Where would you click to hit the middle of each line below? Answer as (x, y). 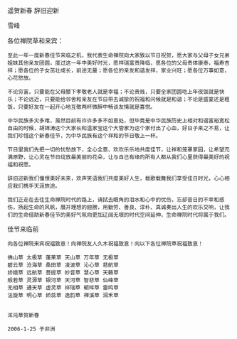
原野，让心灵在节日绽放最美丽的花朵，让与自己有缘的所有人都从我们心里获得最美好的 (118, 157)
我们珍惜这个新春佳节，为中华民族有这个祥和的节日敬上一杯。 (84, 136)
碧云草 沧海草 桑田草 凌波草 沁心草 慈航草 (63, 265)
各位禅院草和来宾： (36, 41)
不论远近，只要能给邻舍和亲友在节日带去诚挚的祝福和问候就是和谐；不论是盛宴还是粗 (123, 99)
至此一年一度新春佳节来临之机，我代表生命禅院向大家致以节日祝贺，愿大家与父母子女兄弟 (118, 55)
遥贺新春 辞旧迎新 (33, 10)
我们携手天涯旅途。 (36, 186)
